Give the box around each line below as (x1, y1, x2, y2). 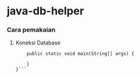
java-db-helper (7, 4, 85, 18)
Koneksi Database (15, 39, 61, 46)
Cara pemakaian (7, 26, 56, 34)
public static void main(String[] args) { (26, 51, 135, 57)
